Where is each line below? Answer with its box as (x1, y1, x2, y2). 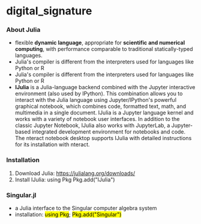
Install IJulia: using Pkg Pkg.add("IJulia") (14, 175, 115, 183)
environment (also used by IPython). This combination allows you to (14, 90, 183, 97)
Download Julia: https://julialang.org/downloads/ (14, 169, 136, 177)
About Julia (6, 26, 41, 34)
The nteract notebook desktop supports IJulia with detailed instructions (14, 135, 192, 142)
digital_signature (6, 4, 92, 18)
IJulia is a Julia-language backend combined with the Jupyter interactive (14, 84, 196, 91)
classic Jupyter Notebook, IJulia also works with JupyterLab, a (14, 122, 170, 129)
